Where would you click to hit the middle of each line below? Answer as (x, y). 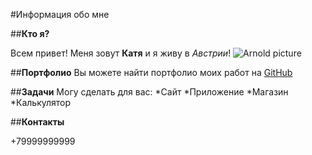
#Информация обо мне (60, 14)
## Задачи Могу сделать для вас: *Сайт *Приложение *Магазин (149, 92)
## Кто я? (30, 33)
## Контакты (37, 122)
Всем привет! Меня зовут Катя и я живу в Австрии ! (121, 53)
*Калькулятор (41, 102)
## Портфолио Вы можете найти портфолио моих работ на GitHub (151, 72)
